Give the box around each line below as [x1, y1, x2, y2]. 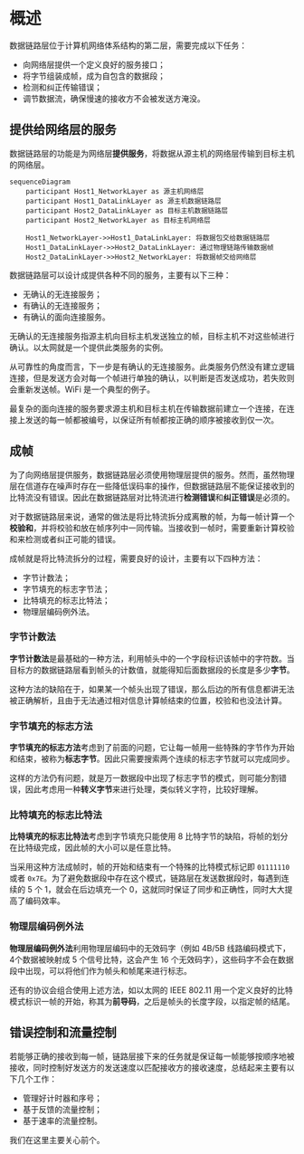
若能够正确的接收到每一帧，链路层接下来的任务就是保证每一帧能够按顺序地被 [9, 1051, 295, 1062]
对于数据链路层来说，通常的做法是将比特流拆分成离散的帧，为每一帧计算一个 [9, 510, 295, 521]
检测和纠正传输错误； [22, 81, 102, 92]
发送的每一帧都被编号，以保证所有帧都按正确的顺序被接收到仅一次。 [24, 414, 279, 425]
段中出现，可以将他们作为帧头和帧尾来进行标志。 [9, 965, 192, 976]
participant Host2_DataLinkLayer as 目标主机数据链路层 [25, 205, 229, 215]
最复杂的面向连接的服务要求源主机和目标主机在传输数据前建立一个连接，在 [9, 403, 287, 414]
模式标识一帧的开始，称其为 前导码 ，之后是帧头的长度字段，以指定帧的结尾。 [9, 996, 295, 1006]
